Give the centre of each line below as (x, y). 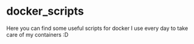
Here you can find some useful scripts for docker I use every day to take (97, 28)
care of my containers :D (38, 34)
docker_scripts (45, 11)
